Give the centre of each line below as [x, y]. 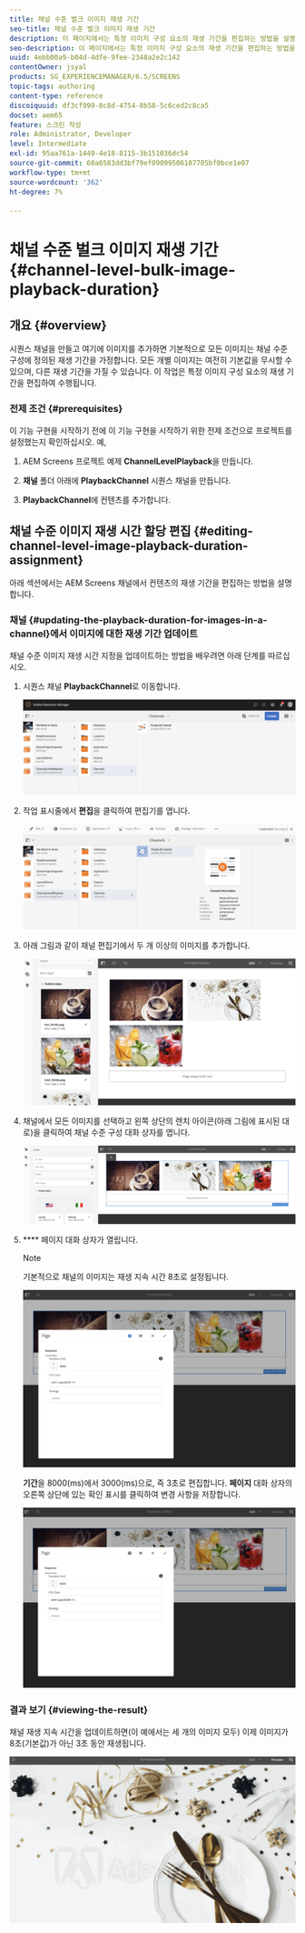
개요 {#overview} [58, 325]
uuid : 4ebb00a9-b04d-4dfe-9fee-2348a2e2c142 [95, 58]
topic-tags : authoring [52, 86]
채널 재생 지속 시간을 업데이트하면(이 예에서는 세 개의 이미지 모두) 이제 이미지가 [149, 1731]
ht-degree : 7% [36, 192]
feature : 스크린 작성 [45, 125]
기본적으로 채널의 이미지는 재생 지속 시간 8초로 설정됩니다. [126, 1277]
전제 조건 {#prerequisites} [66, 409]
